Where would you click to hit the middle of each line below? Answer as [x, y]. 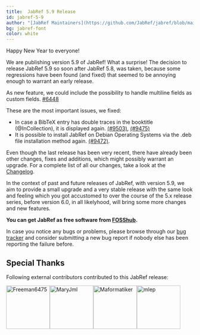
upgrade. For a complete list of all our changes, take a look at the [86, 165]
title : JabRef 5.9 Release [41, 12]
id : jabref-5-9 [25, 17]
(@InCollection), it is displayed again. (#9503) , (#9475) [82, 129]
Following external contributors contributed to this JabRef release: [87, 277]
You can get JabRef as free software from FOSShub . [72, 220]
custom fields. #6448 [33, 99]
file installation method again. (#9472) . [62, 141]
